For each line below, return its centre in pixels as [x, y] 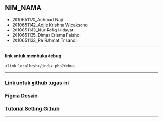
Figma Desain [21, 95]
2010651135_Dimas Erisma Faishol [46, 35]
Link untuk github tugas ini [37, 83]
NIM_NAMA [23, 8]
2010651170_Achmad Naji [37, 19]
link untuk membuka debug [33, 56]
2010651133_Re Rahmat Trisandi [44, 40]
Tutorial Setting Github [32, 108]
